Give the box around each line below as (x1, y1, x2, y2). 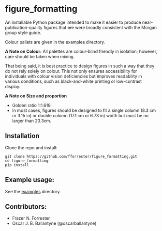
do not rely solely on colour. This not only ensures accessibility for (5, 68, 137, 74)
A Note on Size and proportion (5, 93, 67, 99)
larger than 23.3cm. (12, 118, 52, 123)
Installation (5, 132, 40, 140)
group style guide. (5, 30, 42, 35)
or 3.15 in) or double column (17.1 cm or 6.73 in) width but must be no (12, 112, 149, 118)
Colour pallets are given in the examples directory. (5, 39, 105, 45)
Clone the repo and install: (5, 144, 58, 151)
